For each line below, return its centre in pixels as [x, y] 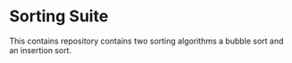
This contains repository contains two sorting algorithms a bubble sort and [146, 41]
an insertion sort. [41, 50]
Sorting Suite [59, 16]
